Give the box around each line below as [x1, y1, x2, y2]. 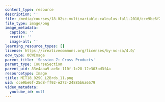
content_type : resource [5, 7, 54, 12]
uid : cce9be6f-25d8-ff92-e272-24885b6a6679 [5, 80, 96, 85]
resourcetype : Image [5, 71, 48, 76]
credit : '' [9, 35, 32, 40]
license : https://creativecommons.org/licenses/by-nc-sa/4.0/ [5, 48, 135, 53]
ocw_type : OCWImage [5, 52, 45, 58]
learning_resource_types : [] [5, 44, 65, 49]
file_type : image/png [5, 21, 50, 26]
